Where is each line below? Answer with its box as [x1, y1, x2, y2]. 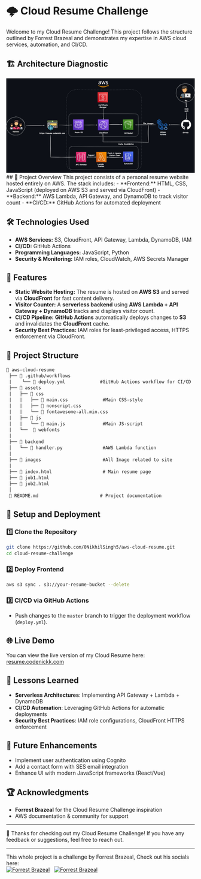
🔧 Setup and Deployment [6, 509, 100, 519]
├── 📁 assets [8, 385, 42, 391]
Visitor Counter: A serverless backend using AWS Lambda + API [14, 301, 178, 308]
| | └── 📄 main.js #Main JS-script [8, 421, 144, 427]
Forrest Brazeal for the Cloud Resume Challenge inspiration [14, 806, 163, 814]
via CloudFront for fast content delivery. [14, 294, 115, 302]
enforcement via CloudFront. [14, 333, 86, 340]
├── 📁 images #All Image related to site [8, 457, 172, 463]
